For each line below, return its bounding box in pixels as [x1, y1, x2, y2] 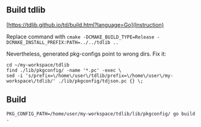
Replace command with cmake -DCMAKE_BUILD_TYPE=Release [6, 33, 155, 40]
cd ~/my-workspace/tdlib [6, 62, 70, 68]
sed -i [6, 73, 23, 79]
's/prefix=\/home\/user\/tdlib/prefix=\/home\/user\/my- [25, 73, 174, 79]
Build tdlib [6, 5, 46, 15]
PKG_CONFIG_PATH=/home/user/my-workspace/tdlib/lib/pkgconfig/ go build [6, 111, 196, 117]
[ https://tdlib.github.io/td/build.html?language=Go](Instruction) [6, 21, 164, 28]
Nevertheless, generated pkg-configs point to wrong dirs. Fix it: [6, 50, 166, 57]
